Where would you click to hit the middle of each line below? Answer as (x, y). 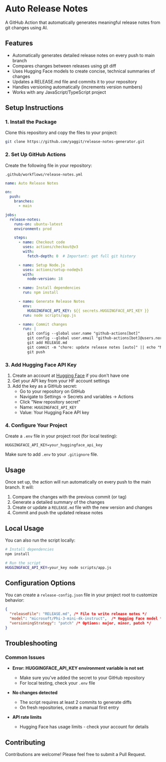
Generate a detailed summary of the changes (58, 502)
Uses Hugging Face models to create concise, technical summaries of (84, 71)
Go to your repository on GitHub (52, 391)
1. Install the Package (31, 122)
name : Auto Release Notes (32, 183)
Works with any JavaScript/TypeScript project (59, 92)
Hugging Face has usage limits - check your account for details (84, 727)
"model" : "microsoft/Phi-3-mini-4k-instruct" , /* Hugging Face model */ (87, 619)
